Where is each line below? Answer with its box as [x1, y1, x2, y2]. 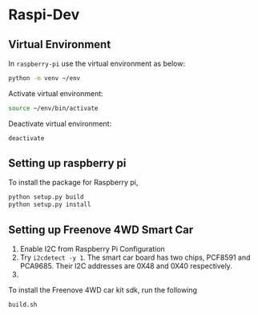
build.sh [8, 301, 38, 309]
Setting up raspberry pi [8, 156, 127, 170]
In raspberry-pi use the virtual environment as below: [8, 59, 186, 68]
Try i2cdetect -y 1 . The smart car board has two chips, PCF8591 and [19, 252, 251, 262]
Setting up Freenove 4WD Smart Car [8, 223, 194, 236]
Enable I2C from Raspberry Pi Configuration [19, 244, 166, 253]
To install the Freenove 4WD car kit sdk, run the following [8, 285, 198, 294]
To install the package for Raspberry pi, [8, 178, 139, 188]
